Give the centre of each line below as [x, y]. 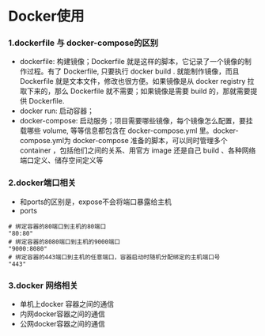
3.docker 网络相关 [43, 285]
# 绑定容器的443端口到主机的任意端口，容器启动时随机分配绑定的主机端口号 [114, 257]
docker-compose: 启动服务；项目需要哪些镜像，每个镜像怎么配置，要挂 [136, 121]
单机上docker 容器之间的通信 [67, 304]
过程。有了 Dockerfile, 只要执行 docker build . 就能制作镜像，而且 [133, 71]
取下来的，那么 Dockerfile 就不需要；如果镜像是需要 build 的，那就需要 [135, 91]
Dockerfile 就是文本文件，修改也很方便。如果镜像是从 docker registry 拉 [137, 81]
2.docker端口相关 [42, 183]
